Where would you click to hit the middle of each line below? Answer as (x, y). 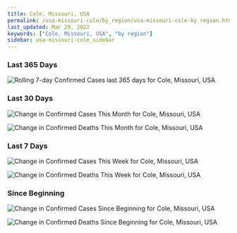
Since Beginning (36, 193)
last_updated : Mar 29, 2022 (49, 27)
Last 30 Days (30, 98)
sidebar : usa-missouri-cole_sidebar (61, 40)
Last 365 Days (32, 65)
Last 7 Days (28, 145)
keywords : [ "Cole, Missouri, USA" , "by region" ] (80, 34)
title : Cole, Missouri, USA (49, 14)
